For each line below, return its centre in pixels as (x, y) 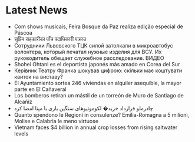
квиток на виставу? (38, 76)
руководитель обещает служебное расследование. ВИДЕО (89, 58)
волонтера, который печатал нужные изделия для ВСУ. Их (88, 52)
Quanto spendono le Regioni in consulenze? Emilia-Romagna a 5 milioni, (102, 114)
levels (21, 133)
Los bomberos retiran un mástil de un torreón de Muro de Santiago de (99, 95)
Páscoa (23, 32)
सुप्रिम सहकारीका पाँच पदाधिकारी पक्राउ (50, 39)
